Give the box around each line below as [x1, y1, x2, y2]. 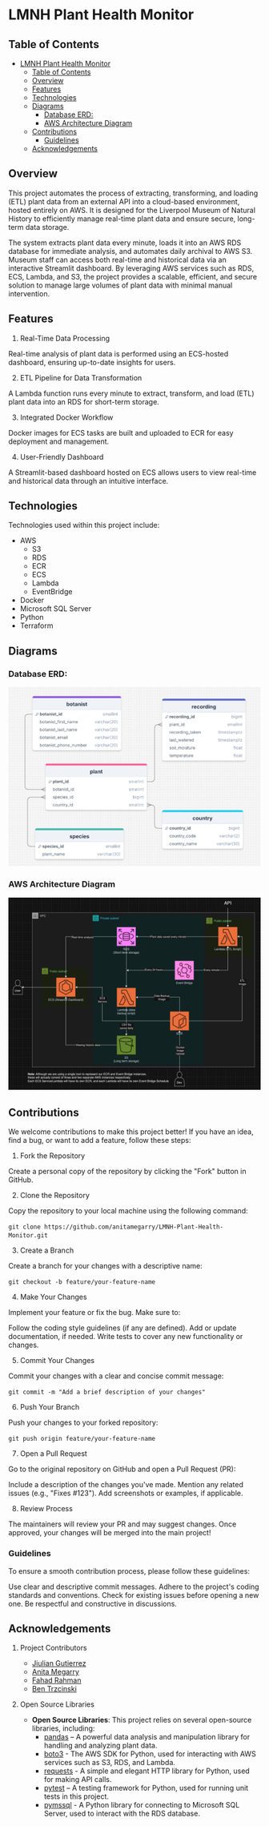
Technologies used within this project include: [8, 521, 160, 530]
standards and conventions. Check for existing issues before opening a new [8, 1590, 259, 1599]
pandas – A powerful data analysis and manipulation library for [43, 1732, 251, 1742]
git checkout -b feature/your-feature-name [8, 1278, 156, 1286]
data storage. [25, 222, 70, 231]
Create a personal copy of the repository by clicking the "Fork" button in [8, 1167, 247, 1176]
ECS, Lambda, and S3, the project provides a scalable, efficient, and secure [8, 271, 258, 281]
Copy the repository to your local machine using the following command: [8, 1206, 248, 1216]
